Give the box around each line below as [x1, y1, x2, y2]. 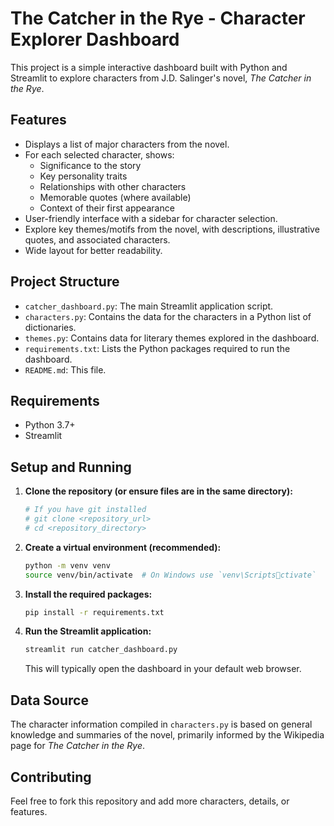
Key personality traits [39, 170, 128, 182]
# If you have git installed [24, 505, 147, 515]
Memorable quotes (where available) [39, 191, 192, 203]
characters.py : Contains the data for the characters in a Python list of [24, 310, 312, 322]
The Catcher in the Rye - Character [10, 7, 306, 30]
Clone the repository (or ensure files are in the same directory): [24, 485, 293, 497]
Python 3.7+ [24, 419, 76, 431]
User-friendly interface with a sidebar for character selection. [24, 212, 278, 224]
